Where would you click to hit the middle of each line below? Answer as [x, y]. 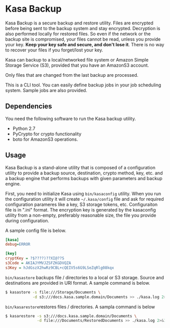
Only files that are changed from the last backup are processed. [72, 75]
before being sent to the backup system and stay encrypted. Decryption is [83, 28]
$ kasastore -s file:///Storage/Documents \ [53, 292]
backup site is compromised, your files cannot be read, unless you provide [83, 39]
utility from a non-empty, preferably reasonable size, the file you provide [81, 215]
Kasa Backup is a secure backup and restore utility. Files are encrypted [79, 23]
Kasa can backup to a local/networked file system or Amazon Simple [77, 59]
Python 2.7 [24, 128]
